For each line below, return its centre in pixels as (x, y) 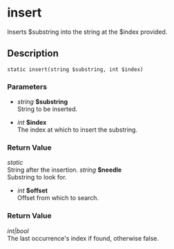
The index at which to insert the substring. (77, 130)
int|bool (18, 231)
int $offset (32, 190)
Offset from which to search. (58, 198)
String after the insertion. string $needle (65, 170)
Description (33, 53)
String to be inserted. (47, 109)
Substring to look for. (37, 177)
